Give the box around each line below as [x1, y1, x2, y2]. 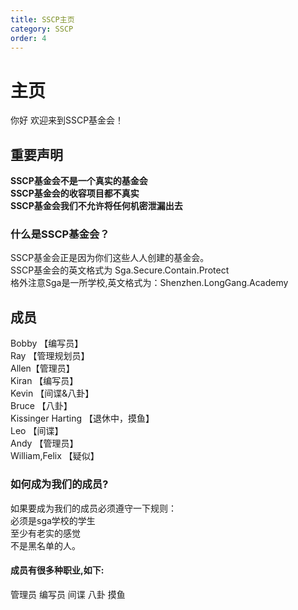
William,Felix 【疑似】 [10, 450, 100, 462]
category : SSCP [10, 24, 74, 34]
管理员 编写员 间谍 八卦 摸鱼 [10, 588, 126, 600]
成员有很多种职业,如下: [10, 564, 105, 576]
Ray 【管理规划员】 [10, 350, 90, 362]
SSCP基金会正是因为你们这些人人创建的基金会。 [10, 252, 210, 264]
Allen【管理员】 [10, 362, 75, 375]
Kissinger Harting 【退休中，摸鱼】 [10, 412, 155, 425]
